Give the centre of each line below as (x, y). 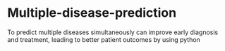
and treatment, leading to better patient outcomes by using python (104, 39)
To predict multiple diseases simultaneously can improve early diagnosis (113, 32)
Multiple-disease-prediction (92, 13)
